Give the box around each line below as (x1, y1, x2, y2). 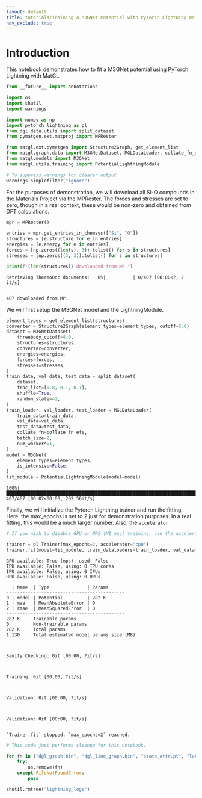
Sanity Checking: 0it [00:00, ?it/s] (6, 652, 101, 659)
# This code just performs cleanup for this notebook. (6, 742, 147, 748)
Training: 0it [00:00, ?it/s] (6, 673, 82, 680)
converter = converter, (17, 345, 71, 352)
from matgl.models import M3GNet (6, 156, 90, 162)
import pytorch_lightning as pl (6, 122, 87, 128)
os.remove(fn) (28, 764, 63, 770)
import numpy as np (6, 117, 55, 123)
